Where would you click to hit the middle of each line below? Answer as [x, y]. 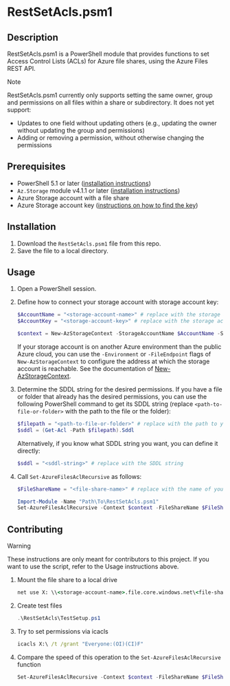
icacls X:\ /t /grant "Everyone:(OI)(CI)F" [80, 644]
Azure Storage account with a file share [73, 197]
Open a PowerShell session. [57, 289]
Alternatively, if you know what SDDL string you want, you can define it [117, 443]
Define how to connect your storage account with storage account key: [118, 302]
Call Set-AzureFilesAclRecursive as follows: [79, 476]
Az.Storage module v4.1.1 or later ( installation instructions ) [99, 191]
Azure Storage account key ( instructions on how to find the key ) [107, 205]
